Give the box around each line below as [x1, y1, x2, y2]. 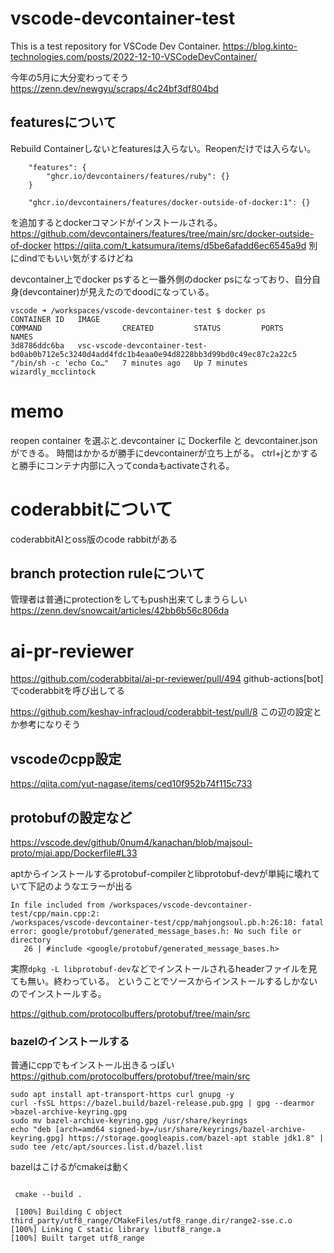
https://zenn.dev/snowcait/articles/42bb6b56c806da [10, 605, 230, 617]
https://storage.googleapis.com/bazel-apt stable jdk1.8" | [68, 1133, 325, 1144]
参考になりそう [18, 718, 81, 731]
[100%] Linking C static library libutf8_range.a [10, 1225, 222, 1235]
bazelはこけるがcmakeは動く [10, 1161, 131, 1173]
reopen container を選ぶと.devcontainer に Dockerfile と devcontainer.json [10, 434, 318, 446]
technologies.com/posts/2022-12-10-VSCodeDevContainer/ [10, 50, 258, 62]
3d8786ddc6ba [10, 340, 65, 351]
